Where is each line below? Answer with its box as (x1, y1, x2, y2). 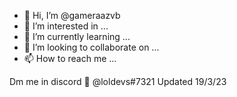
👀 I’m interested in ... (23, 20, 109, 32)
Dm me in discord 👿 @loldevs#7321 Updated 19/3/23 (9, 76, 227, 87)
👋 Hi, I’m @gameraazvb (23, 10, 121, 21)
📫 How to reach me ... (23, 53, 117, 64)
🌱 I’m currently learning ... (23, 31, 131, 42)
